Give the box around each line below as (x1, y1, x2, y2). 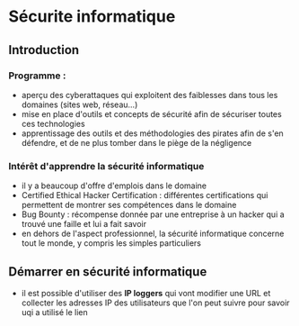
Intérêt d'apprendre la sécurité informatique (8, 159, 205, 172)
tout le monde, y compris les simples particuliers (21, 238, 202, 249)
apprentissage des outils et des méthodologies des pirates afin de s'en (21, 128, 284, 139)
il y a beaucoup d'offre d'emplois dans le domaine (21, 180, 207, 191)
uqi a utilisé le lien (21, 306, 88, 317)
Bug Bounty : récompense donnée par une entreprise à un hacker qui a (21, 209, 285, 220)
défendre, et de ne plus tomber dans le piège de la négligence (21, 137, 252, 148)
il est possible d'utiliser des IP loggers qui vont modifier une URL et (21, 287, 271, 298)
